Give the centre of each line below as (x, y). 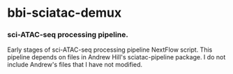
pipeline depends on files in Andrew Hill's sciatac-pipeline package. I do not (116, 57)
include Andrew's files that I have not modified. (75, 65)
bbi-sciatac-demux (65, 13)
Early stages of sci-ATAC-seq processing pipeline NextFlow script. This (110, 50)
